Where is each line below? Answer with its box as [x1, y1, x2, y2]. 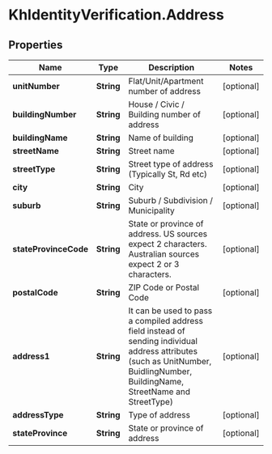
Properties [8, 38, 63, 52]
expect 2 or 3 [128, 259, 180, 269]
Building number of [128, 109, 201, 120]
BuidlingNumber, [128, 366, 193, 377]
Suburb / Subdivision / [128, 195, 213, 206]
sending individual [128, 336, 198, 346]
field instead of [128, 325, 185, 337]
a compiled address [128, 316, 204, 326]
